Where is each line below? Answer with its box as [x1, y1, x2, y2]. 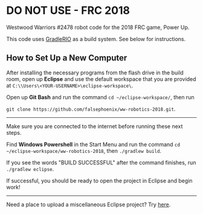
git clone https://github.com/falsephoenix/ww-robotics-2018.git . [6, 105, 176, 112]
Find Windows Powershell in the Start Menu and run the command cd [6, 140, 180, 148]
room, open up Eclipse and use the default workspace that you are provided [6, 75, 196, 82]
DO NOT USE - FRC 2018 [6, 4, 130, 18]
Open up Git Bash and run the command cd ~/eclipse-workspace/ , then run [6, 93, 195, 100]
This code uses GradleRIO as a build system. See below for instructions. [6, 35, 186, 42]
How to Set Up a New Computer [6, 53, 127, 63]
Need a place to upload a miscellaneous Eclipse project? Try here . [6, 201, 171, 208]
